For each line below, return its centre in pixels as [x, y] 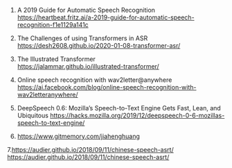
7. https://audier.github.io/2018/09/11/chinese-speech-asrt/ [91, 150]
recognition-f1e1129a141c [53, 25]
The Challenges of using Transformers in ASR [82, 38]
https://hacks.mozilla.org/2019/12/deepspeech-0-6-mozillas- [137, 115]
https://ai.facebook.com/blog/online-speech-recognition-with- [107, 87]
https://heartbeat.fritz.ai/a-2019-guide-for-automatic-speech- [106, 17]
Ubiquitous [33, 115]
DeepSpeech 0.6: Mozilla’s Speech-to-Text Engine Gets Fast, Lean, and [119, 108]
